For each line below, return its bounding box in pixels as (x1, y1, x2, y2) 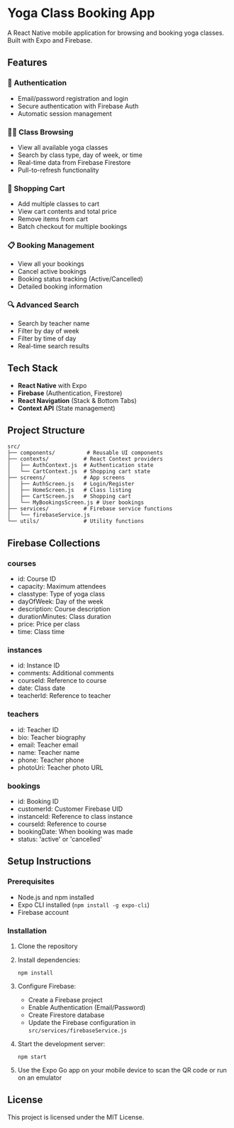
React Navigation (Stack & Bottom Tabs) (17, 396, 137, 404)
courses (7, 558, 37, 568)
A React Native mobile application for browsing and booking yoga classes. (7, 28, 225, 37)
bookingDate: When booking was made (17, 827, 133, 836)
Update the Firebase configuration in (28, 1019, 136, 1026)
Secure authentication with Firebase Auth (17, 102, 139, 110)
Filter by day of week (17, 326, 79, 335)
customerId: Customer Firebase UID (17, 805, 123, 813)
